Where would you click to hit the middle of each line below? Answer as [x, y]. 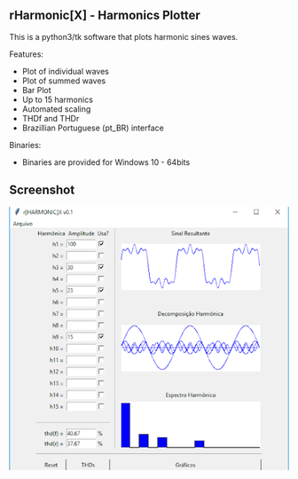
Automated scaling [56, 109]
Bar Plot [36, 90]
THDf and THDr [51, 118]
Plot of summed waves [64, 81]
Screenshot [42, 190]
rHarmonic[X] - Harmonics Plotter [105, 16]
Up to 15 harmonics [57, 99]
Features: [27, 54]
